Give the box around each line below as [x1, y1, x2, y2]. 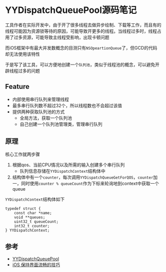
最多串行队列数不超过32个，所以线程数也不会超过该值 [12, 102, 122, 108]
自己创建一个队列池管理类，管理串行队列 [19, 121, 103, 127]
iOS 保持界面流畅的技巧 [12, 262, 60, 268]
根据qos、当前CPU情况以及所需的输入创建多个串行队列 [12, 162, 125, 168]
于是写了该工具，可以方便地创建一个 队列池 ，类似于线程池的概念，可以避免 [5, 62, 155, 68]
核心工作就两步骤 [5, 151, 40, 157]
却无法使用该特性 [5, 51, 40, 57]
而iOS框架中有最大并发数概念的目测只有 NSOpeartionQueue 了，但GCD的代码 [5, 45, 158, 51]
